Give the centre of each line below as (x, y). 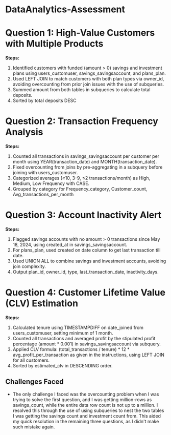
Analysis (24, 132)
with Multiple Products (54, 44)
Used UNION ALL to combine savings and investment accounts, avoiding (89, 261)
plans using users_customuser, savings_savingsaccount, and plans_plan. (89, 73)
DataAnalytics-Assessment (65, 9)
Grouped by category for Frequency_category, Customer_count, (80, 189)
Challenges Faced (34, 382)
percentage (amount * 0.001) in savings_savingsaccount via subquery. (87, 344)
